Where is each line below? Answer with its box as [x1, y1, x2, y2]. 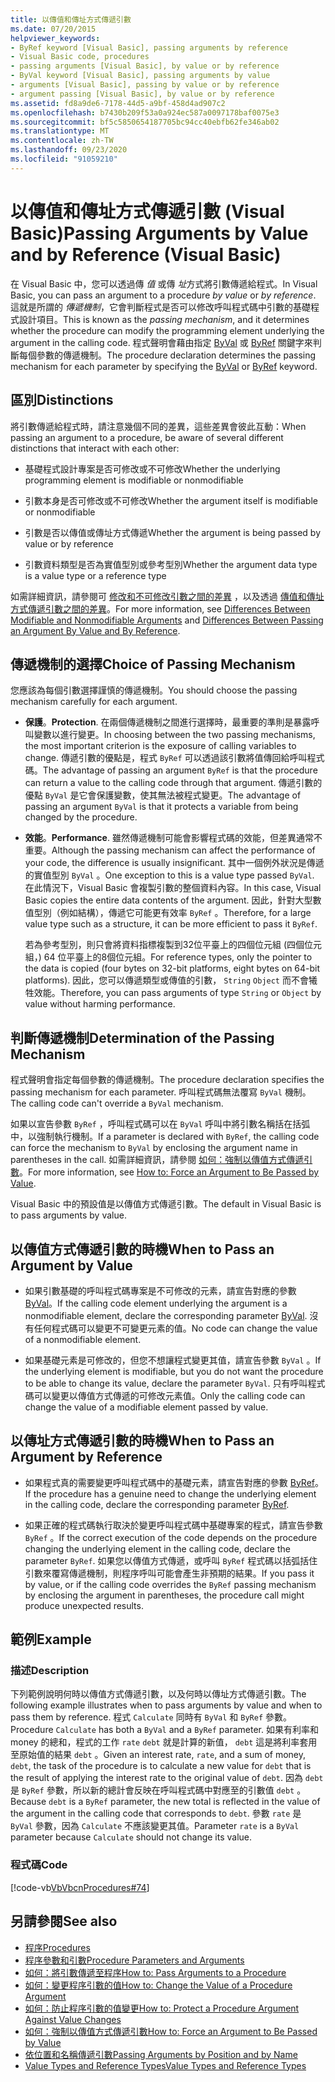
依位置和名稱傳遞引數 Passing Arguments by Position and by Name [24, 2048, 298, 2060]
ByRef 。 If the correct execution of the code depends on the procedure [24, 1531, 318, 1543]
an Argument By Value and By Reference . [10, 624, 181, 636]
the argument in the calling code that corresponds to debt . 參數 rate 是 [10, 1807, 302, 1820]
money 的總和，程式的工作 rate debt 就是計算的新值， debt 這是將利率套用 [10, 1736, 318, 1748]
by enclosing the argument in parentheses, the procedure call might [24, 1589, 305, 1601]
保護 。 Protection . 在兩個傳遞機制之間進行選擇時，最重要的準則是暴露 [24, 716, 312, 728]
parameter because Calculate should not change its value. [10, 1831, 253, 1843]
